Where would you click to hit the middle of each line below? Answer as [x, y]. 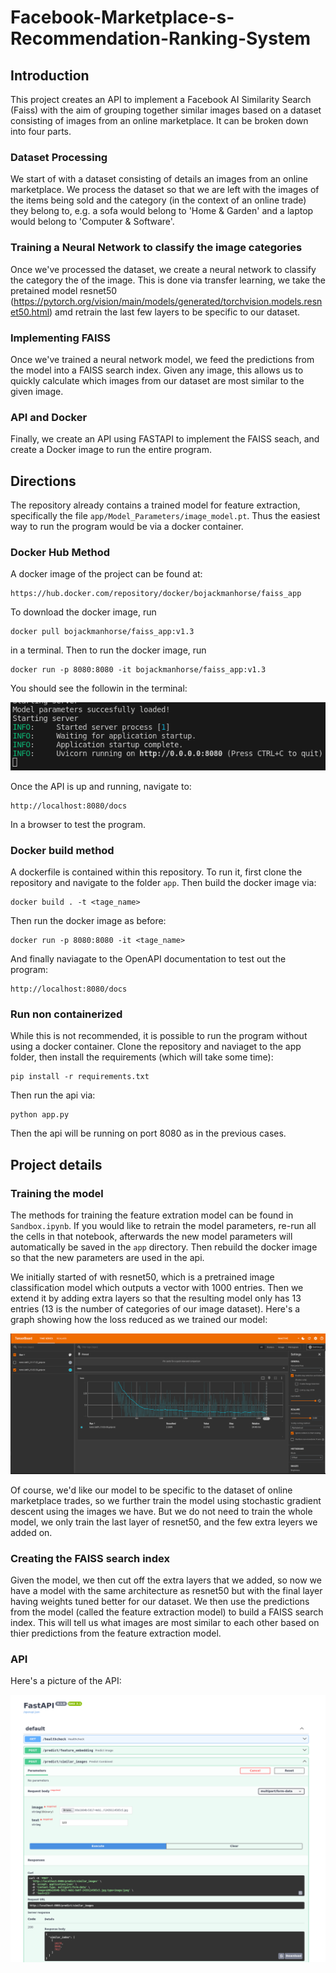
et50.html [30, 312]
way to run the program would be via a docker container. [127, 526]
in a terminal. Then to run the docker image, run [108, 650]
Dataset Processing [59, 157]
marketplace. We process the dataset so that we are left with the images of [165, 190]
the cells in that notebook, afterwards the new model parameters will [151, 1236]
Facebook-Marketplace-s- [122, 17]
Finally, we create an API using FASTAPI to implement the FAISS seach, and [165, 439]
